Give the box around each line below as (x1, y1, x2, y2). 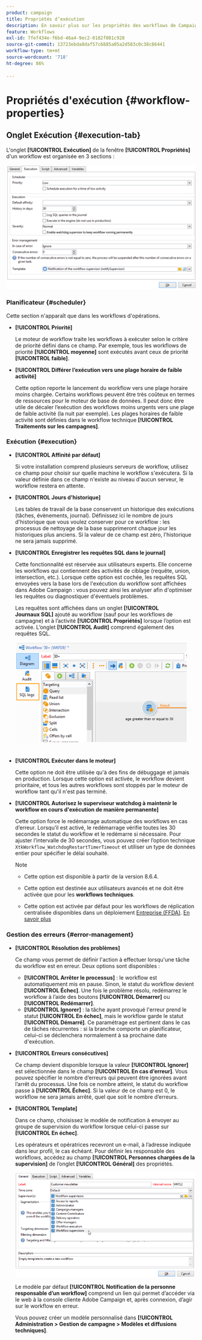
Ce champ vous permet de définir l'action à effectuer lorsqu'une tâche (14, 956, 190, 963)
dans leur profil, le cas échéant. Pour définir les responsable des (14, 1147, 176, 1155)
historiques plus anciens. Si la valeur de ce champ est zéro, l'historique (14, 531, 192, 538)
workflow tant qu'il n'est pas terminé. (14, 788, 108, 795)
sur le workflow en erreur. (14, 1303, 79, 1310)
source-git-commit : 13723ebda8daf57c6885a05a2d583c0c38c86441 (6, 42, 165, 48)
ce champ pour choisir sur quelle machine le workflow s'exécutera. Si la (14, 469, 194, 477)
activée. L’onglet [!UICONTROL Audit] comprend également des (14, 623, 174, 631)
